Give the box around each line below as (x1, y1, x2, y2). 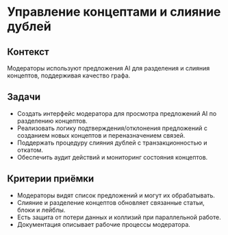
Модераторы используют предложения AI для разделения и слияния (7, 64, 210, 72)
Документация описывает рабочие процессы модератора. (16, 220, 190, 228)
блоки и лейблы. (16, 206, 66, 214)
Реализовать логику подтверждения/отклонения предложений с (16, 124, 207, 132)
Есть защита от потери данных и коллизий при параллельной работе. (16, 213, 221, 221)
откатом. (16, 145, 43, 154)
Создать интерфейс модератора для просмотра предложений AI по (16, 109, 217, 117)
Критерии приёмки (7, 173, 94, 185)
